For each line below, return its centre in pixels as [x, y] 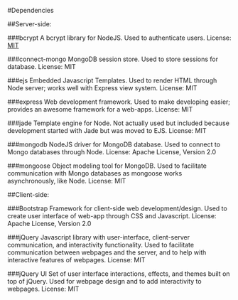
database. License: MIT [42, 66]
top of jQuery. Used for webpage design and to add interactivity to [104, 281]
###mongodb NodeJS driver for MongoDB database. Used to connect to [114, 144]
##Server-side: [29, 24]
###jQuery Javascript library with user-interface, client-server [99, 237]
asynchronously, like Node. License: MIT [67, 181]
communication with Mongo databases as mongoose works [95, 173]
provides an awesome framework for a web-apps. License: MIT [100, 109]
